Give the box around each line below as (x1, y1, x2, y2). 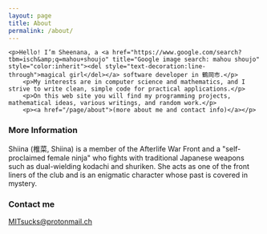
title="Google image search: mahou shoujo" (111, 55, 261, 64)
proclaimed (8, 153, 46, 163)
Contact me (8, 198, 55, 209)
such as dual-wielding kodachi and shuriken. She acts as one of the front (8, 161, 250, 171)
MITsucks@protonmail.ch (8, 216, 93, 226)
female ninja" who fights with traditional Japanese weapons (47, 153, 245, 163)
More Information (8, 125, 78, 136)
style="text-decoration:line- (105, 63, 206, 71)
